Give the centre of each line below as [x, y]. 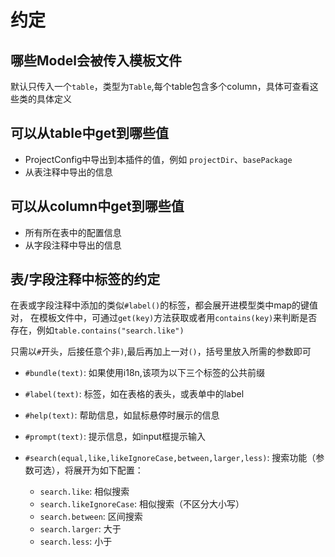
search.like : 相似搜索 [84, 492]
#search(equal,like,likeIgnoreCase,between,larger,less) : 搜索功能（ [170, 458]
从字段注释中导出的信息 [73, 245]
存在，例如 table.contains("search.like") [97, 330]
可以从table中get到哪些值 [89, 133]
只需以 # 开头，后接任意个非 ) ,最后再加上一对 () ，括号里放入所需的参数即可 [161, 352]
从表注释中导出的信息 [68, 172]
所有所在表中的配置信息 [73, 232]
